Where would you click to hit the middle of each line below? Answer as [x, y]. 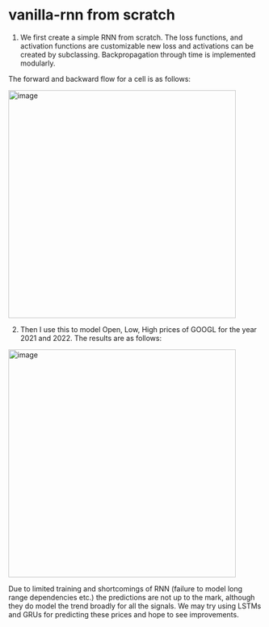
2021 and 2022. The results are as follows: [91, 338]
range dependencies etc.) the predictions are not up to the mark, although [132, 597]
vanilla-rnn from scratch [92, 15]
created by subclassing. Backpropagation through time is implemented [138, 54]
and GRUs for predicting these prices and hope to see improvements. [124, 614]
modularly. [38, 63]
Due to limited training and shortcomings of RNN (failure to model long [126, 588]
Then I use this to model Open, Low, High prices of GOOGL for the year [138, 329]
